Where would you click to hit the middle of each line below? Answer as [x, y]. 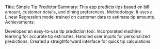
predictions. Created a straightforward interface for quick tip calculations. [78, 41]
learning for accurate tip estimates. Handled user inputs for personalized [78, 36]
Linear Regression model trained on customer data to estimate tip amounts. [80, 17]
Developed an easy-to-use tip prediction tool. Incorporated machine [73, 31]
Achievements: [20, 22]
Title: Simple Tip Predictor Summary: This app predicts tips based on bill [77, 7]
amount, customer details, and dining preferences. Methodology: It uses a [79, 12]
